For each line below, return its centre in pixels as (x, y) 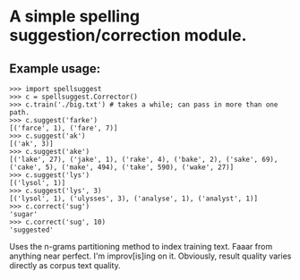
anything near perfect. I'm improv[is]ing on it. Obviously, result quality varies (150, 256)
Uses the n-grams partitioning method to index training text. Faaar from (141, 246)
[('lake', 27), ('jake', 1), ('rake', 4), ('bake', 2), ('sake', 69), (144, 159)
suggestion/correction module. (128, 35)
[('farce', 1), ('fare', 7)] (64, 128)
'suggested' (31, 230)
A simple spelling (75, 17)
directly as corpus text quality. (65, 265)
